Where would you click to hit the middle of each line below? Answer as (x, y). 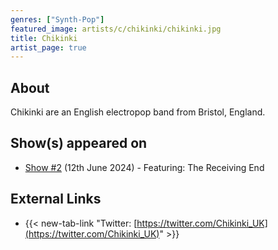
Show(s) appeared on (79, 143)
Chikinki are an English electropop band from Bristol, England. (138, 112)
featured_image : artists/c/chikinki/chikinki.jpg (116, 29)
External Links (56, 199)
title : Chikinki (44, 38)
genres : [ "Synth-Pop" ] (57, 19)
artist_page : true (48, 47)
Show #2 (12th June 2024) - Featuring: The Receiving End (144, 167)
